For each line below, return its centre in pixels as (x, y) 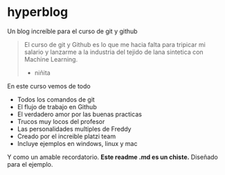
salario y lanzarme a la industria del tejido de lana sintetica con (114, 52)
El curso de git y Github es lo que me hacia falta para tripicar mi (115, 44)
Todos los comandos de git (56, 99)
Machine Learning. (51, 59)
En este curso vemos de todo (49, 86)
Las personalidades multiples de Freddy (74, 129)
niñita (42, 73)
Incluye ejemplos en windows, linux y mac (77, 143)
